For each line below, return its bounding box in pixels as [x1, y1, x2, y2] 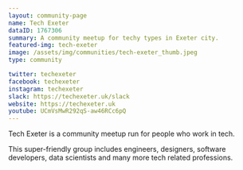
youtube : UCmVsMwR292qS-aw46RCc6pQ [8, 107, 127, 115]
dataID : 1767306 [8, 26, 62, 34]
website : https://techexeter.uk [8, 100, 116, 108]
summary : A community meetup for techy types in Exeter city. [8, 33, 219, 42]
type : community [8, 56, 62, 64]
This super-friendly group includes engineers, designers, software [8, 145, 226, 154]
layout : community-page [8, 11, 88, 20]
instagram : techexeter [8, 85, 84, 93]
